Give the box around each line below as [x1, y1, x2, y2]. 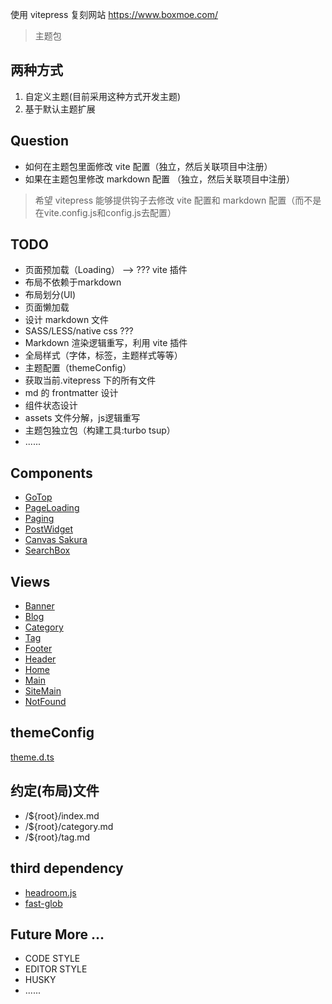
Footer [24, 643, 53, 655]
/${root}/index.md [24, 809, 100, 822]
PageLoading [24, 502, 80, 514]
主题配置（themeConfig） [24, 362, 132, 374]
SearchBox [24, 544, 71, 557]
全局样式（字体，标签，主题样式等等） [24, 349, 183, 362]
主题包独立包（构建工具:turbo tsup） [24, 424, 176, 437]
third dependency [10, 860, 124, 877]
